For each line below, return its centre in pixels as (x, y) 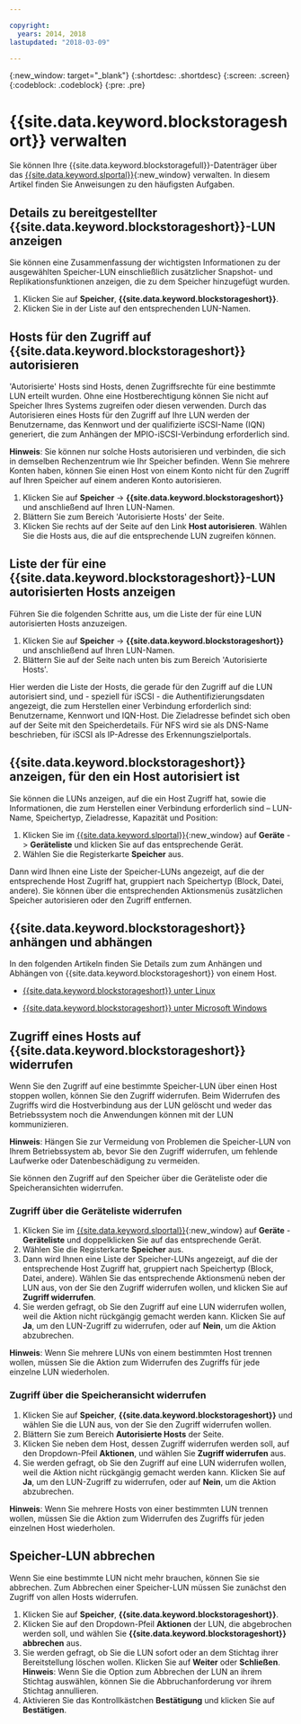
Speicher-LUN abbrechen (82, 1556)
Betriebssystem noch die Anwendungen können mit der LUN (121, 1115)
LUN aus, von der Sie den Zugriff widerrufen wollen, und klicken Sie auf (155, 1288)
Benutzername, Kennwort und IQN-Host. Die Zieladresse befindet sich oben (150, 715)
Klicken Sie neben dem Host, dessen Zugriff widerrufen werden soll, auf (156, 1444)
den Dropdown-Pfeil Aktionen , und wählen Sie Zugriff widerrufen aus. (154, 1453)
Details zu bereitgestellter (84, 212)
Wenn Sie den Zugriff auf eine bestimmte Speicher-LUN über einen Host (143, 1086)
